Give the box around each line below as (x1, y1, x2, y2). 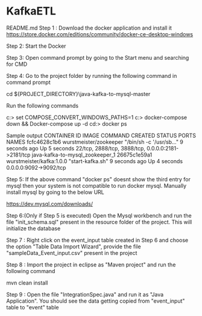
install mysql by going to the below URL (6, 189, 104, 196)
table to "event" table (6, 303, 59, 311)
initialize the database (6, 225, 61, 232)
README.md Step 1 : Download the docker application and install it (6, 24, 172, 31)
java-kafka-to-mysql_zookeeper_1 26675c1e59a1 (31, 151, 153, 158)
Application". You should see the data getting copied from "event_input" (6, 297, 185, 305)
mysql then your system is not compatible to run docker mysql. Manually (6, 182, 187, 189)
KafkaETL (6, 4, 56, 18)
